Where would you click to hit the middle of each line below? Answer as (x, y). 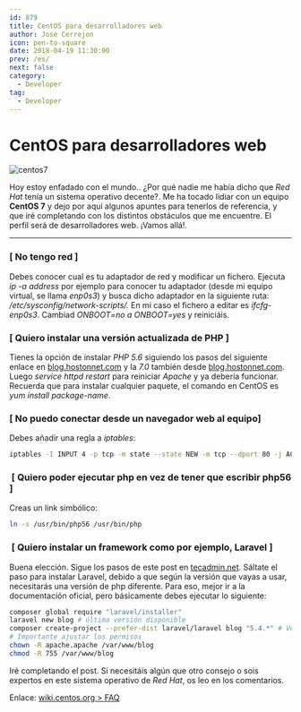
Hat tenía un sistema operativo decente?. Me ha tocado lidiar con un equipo (149, 197)
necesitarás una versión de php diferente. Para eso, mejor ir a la (127, 586)
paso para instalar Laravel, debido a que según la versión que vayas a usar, (148, 576)
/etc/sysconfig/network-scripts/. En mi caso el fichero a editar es (129, 305)
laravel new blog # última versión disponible (98, 620)
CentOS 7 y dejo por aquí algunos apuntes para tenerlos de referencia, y (143, 206)
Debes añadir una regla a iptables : (73, 438)
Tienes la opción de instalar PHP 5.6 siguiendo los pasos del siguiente (138, 357)
